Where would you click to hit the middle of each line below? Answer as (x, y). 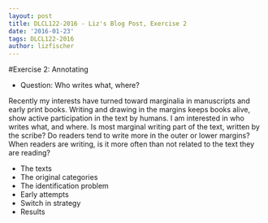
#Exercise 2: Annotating (49, 69)
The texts (36, 168)
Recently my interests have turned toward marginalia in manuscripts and (129, 101)
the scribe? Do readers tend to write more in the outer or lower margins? (129, 136)
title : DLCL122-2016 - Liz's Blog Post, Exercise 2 (97, 24)
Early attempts (44, 195)
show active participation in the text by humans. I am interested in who (127, 118)
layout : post (30, 16)
